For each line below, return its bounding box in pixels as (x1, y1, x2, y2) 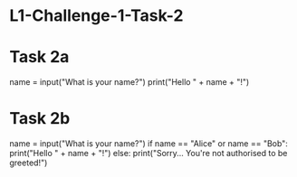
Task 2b (9, 108, 71, 129)
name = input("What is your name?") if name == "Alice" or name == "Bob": (9, 138, 288, 149)
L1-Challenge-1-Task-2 (9, 5, 184, 26)
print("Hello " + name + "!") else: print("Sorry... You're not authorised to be (9, 148, 288, 159)
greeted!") (9, 157, 48, 168)
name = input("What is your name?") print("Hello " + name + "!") (9, 77, 250, 88)
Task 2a (9, 47, 70, 68)
